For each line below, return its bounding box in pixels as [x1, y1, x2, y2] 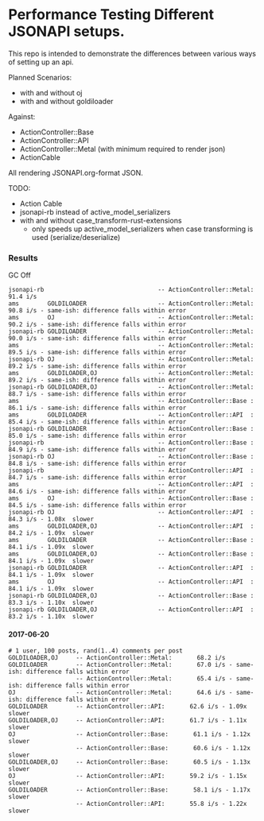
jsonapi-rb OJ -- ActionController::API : [8, 509, 254, 517]
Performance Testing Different [8, 6, 215, 24]
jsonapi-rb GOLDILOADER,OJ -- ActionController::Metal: [8, 383, 254, 391]
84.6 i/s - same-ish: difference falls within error [8, 487, 187, 496]
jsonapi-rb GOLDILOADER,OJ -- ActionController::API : [8, 606, 254, 614]
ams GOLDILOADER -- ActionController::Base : [8, 536, 254, 544]
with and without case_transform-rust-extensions [19, 215, 182, 225]
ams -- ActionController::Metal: [8, 342, 254, 350]
